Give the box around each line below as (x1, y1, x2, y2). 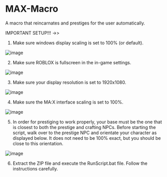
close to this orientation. (12, 140, 63, 146)
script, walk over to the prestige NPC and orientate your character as (12, 130, 157, 136)
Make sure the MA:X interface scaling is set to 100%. (12, 99, 123, 105)
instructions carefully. (12, 165, 58, 171)
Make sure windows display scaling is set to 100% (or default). (12, 39, 144, 46)
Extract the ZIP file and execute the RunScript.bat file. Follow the (12, 160, 148, 166)
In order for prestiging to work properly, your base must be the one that (12, 118, 162, 125)
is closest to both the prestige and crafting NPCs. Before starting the (12, 124, 156, 130)
